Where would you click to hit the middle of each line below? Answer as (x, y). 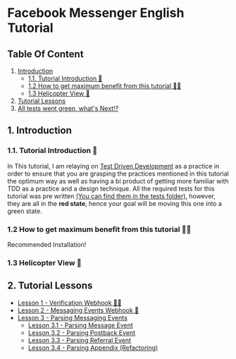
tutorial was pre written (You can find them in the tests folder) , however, (112, 196)
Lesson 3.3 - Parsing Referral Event (80, 340)
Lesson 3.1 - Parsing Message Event (81, 325)
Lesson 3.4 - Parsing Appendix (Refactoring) (93, 348)
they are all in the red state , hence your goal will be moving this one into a (114, 203)
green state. (25, 211)
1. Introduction (39, 131)
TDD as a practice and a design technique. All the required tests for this (111, 188)
